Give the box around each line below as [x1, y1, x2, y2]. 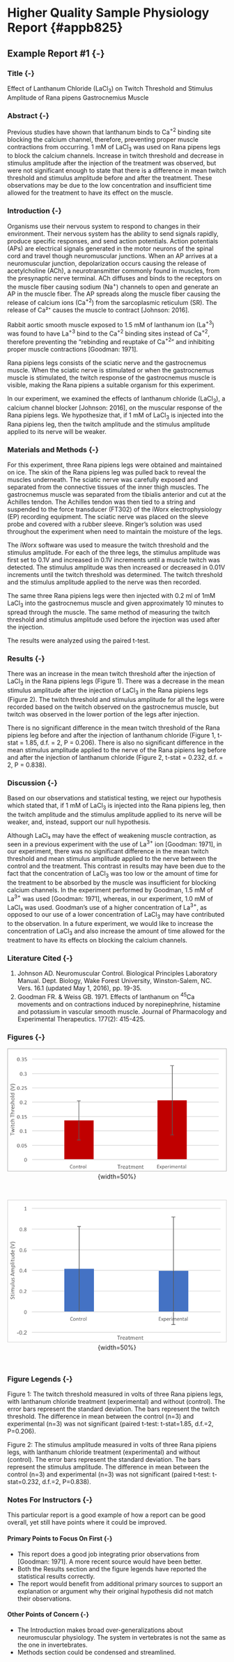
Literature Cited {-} [7, 953, 73, 963]
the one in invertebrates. [17, 1640, 88, 1649]
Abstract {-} [7, 110, 50, 120]
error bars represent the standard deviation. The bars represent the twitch [7, 1405, 220, 1414]
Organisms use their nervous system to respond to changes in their [7, 222, 201, 230]
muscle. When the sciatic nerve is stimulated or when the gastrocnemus [7, 366, 214, 374]
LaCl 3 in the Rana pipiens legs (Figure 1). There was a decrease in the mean [7, 677, 225, 687]
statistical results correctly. [17, 1572, 95, 1580]
